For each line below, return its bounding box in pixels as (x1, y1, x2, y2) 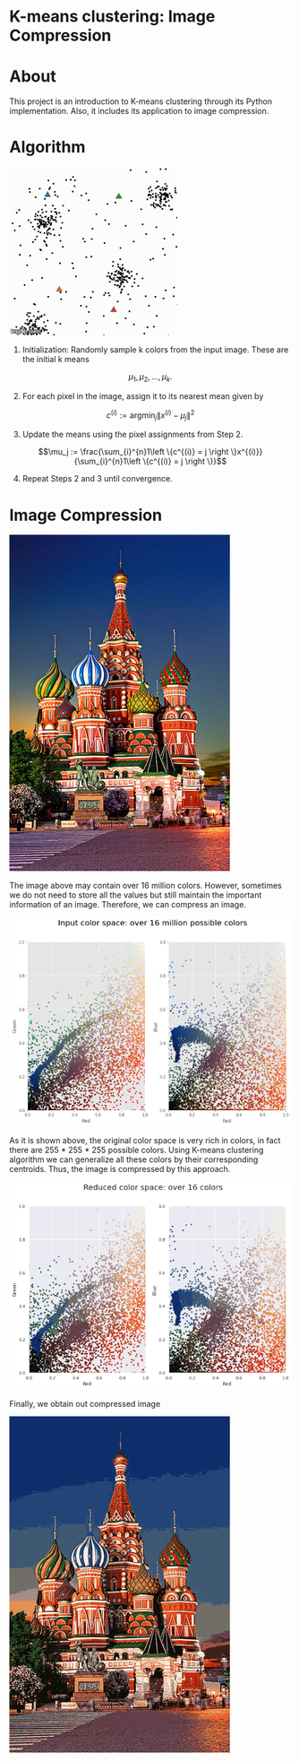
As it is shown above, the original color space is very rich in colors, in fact (9, 1134, 281, 1145)
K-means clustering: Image (9, 6, 216, 27)
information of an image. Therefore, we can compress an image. (9, 899, 246, 910)
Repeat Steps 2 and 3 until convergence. (21, 473, 173, 484)
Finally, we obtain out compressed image (9, 1399, 161, 1410)
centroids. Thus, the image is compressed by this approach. (9, 1163, 231, 1174)
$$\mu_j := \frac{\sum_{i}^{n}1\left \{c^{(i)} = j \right (38, 447, 229, 457)
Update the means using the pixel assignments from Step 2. (21, 429, 243, 440)
